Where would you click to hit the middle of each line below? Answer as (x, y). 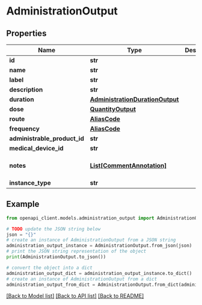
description (26, 90)
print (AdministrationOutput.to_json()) (56, 257)
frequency (25, 129)
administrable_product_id (47, 138)
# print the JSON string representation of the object (76, 251)
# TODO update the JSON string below (54, 229)
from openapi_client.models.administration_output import (80, 218)
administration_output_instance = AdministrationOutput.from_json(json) (99, 246)
